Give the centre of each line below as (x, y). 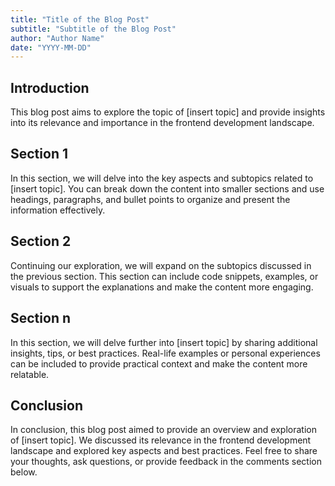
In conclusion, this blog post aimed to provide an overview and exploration (163, 430)
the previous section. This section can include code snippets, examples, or (164, 276)
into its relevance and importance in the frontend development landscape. (162, 123)
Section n (40, 318)
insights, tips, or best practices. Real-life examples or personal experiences (165, 353)
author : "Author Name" (57, 38)
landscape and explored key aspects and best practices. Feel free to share (164, 451)
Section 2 (41, 241)
